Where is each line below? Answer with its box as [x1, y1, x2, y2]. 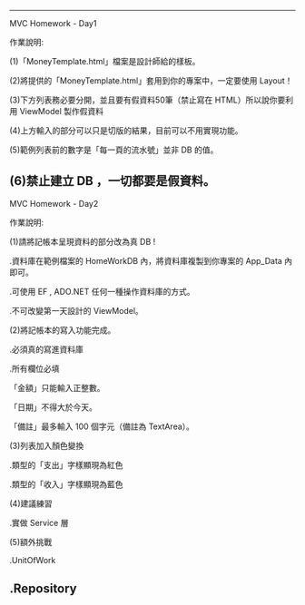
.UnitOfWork [9, 554, 56, 565]
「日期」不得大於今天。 [9, 401, 97, 413]
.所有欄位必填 [9, 363, 61, 374]
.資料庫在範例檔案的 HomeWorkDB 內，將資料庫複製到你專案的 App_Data [9, 255, 283, 266]
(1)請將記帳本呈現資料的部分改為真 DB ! [9, 236, 156, 247]
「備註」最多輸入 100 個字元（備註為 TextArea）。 [9, 421, 195, 432]
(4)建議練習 [9, 498, 53, 509]
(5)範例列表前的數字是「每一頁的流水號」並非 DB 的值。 [9, 144, 219, 155]
